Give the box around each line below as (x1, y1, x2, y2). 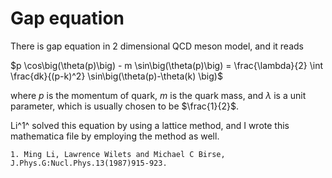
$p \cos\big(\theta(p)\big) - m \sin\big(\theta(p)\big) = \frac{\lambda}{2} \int (10, 59, 324, 71)
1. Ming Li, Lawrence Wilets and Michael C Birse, (10, 149, 226, 159)
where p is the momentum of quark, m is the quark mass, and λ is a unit (10, 89, 307, 101)
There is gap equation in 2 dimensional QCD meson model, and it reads (10, 40, 304, 52)
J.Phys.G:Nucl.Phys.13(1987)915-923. (10, 158, 168, 168)
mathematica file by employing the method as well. (10, 130, 220, 142)
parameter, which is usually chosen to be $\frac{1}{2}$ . (10, 100, 239, 112)
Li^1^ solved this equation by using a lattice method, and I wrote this (10, 119, 290, 131)
